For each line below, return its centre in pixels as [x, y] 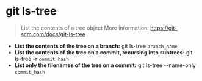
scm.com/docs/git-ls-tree [53, 34]
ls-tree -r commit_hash [42, 59]
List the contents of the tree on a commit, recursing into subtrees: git [103, 52]
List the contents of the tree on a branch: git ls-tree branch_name [96, 46]
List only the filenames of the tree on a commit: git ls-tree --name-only [105, 65]
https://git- [164, 28]
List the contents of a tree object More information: [85, 28]
